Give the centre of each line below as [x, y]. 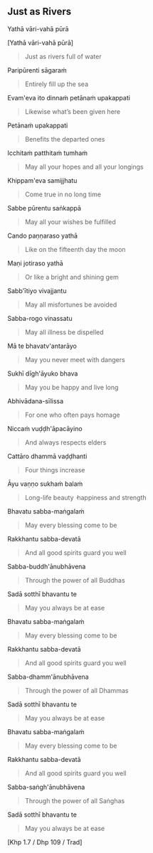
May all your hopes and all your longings [84, 166]
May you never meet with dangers [75, 359]
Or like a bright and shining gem [72, 277]
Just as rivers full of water [63, 56]
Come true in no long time [63, 194]
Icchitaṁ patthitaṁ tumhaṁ [47, 153]
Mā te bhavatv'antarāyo [42, 346]
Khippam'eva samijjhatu [42, 180]
